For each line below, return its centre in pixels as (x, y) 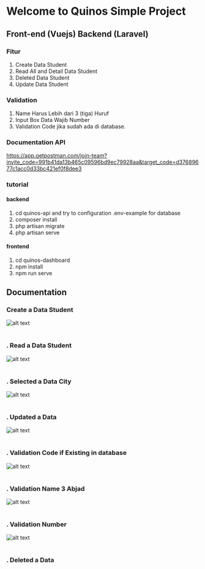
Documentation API (36, 142)
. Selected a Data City (39, 381)
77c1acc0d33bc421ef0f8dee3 (44, 169)
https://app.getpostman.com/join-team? (57, 156)
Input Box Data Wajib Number (52, 120)
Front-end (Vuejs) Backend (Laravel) (77, 34)
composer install (36, 220)
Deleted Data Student (42, 77)
